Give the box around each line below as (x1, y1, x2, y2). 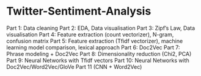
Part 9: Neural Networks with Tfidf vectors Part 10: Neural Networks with (6, 57, 189, 64)
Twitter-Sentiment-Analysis (6, 4, 152, 18)
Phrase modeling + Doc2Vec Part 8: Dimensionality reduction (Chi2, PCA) (6, 50, 192, 57)
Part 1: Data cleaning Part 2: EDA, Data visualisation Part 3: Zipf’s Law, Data (6, 24, 196, 32)
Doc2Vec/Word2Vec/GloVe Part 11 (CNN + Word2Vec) (6, 63, 142, 71)
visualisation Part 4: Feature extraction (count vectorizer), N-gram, (6, 30, 174, 38)
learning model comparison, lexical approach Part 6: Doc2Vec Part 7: (6, 44, 180, 51)
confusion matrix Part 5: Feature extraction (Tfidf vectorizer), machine (6, 37, 183, 44)
